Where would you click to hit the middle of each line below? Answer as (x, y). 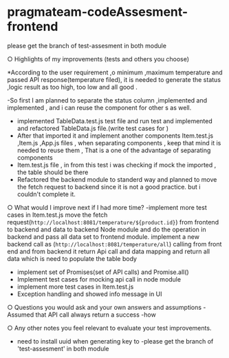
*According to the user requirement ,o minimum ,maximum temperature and (115, 72)
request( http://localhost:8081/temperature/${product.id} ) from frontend (113, 222)
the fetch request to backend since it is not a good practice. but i (109, 187)
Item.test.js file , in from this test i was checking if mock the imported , (117, 165)
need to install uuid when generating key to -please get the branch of (115, 341)
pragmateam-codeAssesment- (98, 12)
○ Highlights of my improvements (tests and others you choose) (98, 59)
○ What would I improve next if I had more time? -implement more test (107, 207)
